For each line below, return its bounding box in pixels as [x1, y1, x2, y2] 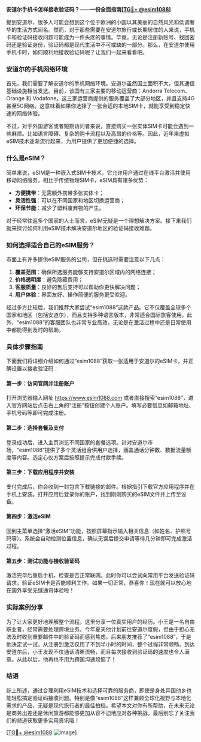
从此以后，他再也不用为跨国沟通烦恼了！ [16, 656, 117, 663]
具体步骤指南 [6, 342, 44, 351]
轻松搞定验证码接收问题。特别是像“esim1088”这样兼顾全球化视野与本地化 [11, 694, 191, 701]
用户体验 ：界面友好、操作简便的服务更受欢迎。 [14, 291, 130, 298]
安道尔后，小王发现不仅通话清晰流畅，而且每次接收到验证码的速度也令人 [6, 648, 184, 655]
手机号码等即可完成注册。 [6, 409, 69, 417]
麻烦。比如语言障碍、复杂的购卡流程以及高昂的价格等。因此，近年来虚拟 [11, 130, 190, 137]
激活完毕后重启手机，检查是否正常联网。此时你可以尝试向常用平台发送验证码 [6, 572, 195, 579]
